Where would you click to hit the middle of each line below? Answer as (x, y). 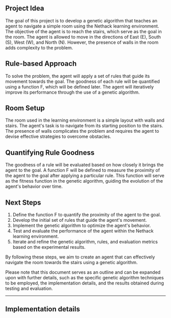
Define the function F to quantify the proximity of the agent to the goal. (87, 215)
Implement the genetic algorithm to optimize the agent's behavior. (82, 225)
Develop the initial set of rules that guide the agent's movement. (80, 220)
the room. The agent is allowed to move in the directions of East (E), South (83, 37)
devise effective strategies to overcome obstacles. (58, 136)
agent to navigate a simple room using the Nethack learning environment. (82, 26)
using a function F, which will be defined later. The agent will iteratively (80, 86)
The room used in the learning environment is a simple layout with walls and (85, 120)
